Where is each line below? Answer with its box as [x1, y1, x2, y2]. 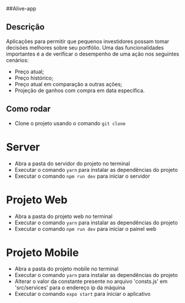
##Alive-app [6, 5, 37, 12]
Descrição [6, 22, 45, 32]
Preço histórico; [14, 74, 54, 82]
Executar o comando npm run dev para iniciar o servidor [14, 172, 150, 180]
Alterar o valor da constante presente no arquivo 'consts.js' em [14, 278, 168, 285]
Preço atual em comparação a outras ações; [14, 80, 123, 87]
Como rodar [6, 104, 51, 114]
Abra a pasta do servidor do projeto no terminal [14, 159, 130, 167]
